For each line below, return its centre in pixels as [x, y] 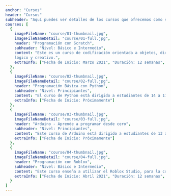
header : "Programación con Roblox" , [53, 162]
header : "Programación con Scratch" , [54, 43]
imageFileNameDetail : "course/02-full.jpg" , [62, 81]
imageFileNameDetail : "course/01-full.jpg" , [62, 39]
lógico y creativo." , [37, 57]
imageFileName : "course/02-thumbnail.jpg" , [61, 77]
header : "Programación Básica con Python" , [61, 86]
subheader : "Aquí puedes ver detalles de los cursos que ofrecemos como [84, 19]
